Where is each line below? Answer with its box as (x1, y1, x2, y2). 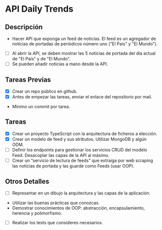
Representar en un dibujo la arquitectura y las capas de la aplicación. (12, 190, 151, 196)
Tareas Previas (5, 76, 51, 84)
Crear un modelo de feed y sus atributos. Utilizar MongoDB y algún (12, 136, 147, 142)
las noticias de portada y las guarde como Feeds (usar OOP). (12, 163, 135, 169)
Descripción (5, 23, 43, 31)
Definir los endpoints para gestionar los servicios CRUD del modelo (12, 147, 147, 153)
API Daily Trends (5, 3, 74, 15)
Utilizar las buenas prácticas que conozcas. (12, 200, 100, 206)
